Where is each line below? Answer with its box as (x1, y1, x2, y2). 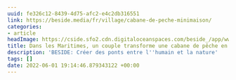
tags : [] (7, 56, 33, 63)
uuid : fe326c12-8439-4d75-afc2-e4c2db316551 (7, 10, 140, 17)
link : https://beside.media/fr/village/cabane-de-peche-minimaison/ (7, 17, 212, 24)
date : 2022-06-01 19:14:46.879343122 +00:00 (7, 62, 140, 69)
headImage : (7, 36, 39, 43)
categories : (7, 23, 42, 30)
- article (7, 29, 37, 37)
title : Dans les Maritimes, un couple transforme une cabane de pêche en (7, 42, 228, 49)
